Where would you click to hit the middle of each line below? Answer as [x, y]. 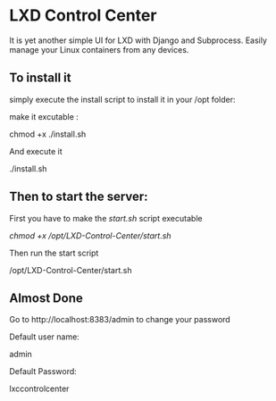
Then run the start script [54, 253]
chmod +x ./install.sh [48, 134]
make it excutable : [44, 116]
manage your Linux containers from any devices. [99, 49]
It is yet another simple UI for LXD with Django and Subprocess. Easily [138, 40]
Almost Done [46, 298]
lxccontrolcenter [39, 388]
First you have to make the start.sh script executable [106, 218]
